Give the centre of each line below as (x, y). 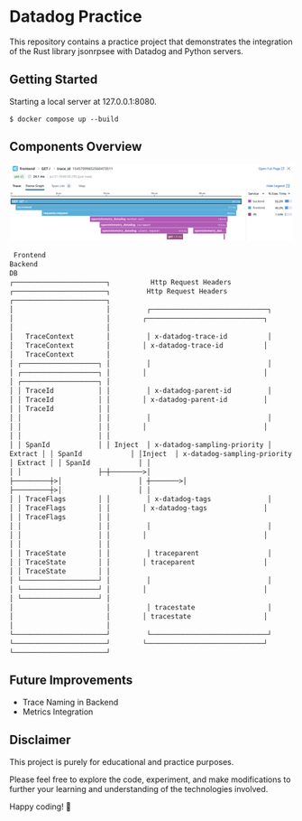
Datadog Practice (76, 17)
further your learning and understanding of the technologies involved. (139, 788)
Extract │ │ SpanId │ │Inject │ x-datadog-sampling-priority (151, 453)
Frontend (30, 255)
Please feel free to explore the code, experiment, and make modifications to (150, 779)
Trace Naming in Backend (70, 702)
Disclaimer (40, 740)
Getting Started (54, 80)
